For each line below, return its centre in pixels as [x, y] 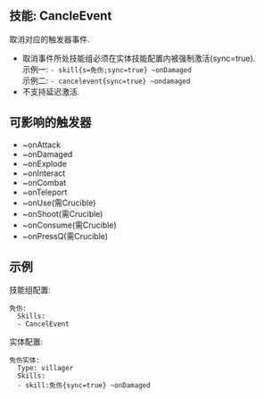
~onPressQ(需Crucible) [65, 236]
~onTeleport [45, 192]
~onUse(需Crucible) [59, 203]
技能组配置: [30, 290]
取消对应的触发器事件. [50, 39]
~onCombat [44, 182]
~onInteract [44, 173]
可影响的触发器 [50, 123]
